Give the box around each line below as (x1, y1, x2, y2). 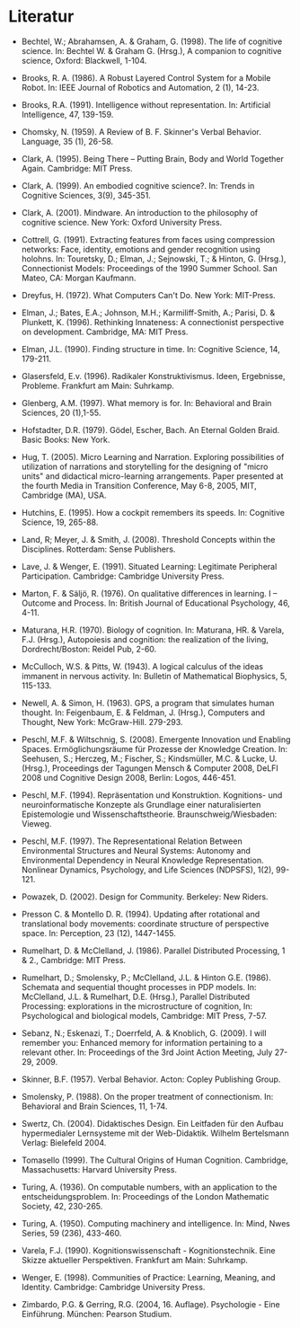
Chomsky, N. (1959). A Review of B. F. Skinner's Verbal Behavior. (21, 126, 261, 137)
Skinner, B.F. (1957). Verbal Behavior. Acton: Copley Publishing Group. (21, 1074, 281, 1085)
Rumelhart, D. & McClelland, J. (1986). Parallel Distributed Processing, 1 (21, 945, 286, 956)
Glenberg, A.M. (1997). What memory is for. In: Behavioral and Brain (21, 397, 272, 408)
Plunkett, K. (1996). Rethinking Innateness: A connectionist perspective (21, 316, 285, 327)
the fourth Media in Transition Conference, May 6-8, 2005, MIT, (21, 480, 257, 491)
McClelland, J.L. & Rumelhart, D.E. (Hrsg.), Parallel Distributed (21, 991, 251, 1002)
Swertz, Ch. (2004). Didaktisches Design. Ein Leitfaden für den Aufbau (21, 1118, 284, 1129)
